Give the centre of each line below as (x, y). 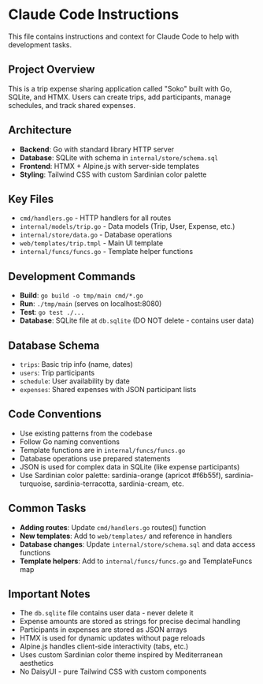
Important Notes (49, 594)
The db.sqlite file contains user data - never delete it (107, 613)
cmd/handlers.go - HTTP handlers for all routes (95, 218)
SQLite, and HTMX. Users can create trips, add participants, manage (119, 97)
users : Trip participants (57, 373)
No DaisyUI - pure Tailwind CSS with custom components (113, 671)
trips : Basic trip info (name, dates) (76, 364)
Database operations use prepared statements (95, 458)
